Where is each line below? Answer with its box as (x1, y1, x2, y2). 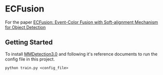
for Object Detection (5, 24, 46, 30)
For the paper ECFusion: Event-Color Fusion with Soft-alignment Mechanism (5, 19, 158, 25)
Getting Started (5, 38, 53, 47)
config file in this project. (5, 56, 55, 62)
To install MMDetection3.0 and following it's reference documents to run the (5, 51, 158, 57)
